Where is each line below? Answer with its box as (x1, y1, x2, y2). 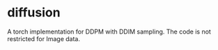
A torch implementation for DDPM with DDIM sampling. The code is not (7, 27, 211, 36)
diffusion (7, 5, 61, 21)
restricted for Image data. (7, 34, 81, 42)
